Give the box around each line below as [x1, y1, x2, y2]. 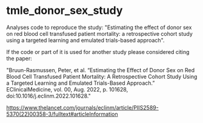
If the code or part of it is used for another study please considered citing [6, 48, 190, 55]
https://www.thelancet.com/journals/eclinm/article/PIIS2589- [6, 104, 159, 111]
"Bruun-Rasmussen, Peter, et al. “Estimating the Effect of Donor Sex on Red [6, 66, 195, 73]
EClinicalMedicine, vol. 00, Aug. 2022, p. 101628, [6, 85, 128, 93]
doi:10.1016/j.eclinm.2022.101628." [6, 92, 91, 99]
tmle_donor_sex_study [6, 4, 123, 18]
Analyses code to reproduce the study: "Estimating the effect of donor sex [6, 24, 192, 31]
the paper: [6, 55, 32, 62]
